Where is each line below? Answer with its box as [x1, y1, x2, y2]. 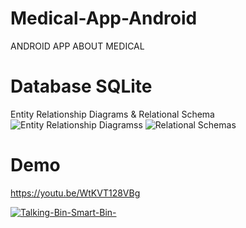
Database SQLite [10, 75, 153, 98]
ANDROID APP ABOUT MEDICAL [10, 40, 145, 52]
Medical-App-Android [10, 7, 198, 30]
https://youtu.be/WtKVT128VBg [10, 187, 141, 199]
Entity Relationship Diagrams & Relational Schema [10, 108, 215, 120]
